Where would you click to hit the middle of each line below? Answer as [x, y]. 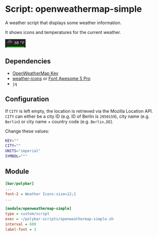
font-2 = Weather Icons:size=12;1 [41, 194]
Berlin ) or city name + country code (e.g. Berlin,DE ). [59, 121]
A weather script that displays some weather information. [63, 23]
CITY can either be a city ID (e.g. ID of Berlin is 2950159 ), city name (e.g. [77, 116]
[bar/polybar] [20, 183]
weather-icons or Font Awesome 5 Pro [51, 78]
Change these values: [27, 131]
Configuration [27, 99]
